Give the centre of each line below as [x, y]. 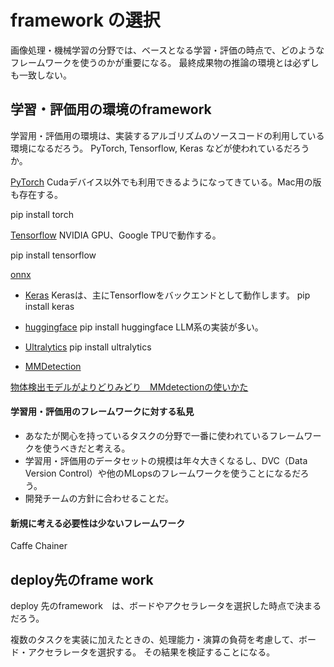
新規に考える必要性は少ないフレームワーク [98, 523]
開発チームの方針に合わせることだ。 [99, 498]
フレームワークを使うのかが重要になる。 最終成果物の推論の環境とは [151, 62]
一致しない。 [45, 75]
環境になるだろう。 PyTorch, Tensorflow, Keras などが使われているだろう [160, 148]
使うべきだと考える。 [86, 448]
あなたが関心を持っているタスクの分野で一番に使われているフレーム [164, 435]
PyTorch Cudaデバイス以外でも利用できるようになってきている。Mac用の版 [166, 182]
